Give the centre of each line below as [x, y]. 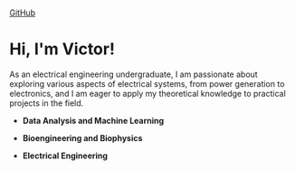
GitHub [23, 13]
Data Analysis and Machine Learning [93, 120]
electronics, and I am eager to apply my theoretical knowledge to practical [148, 93]
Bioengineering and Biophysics [82, 137]
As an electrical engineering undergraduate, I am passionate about [133, 74]
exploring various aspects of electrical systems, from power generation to [147, 83]
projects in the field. [47, 103]
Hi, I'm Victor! [62, 49]
